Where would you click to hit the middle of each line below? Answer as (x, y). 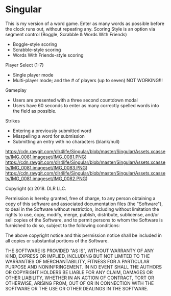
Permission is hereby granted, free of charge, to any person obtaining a (80, 198)
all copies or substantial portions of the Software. (57, 240)
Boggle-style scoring (35, 44)
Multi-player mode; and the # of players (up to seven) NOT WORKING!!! (88, 80)
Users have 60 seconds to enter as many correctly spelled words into (86, 105)
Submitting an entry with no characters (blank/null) (66, 141)
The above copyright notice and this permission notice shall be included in (83, 235)
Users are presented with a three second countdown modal (75, 100)
